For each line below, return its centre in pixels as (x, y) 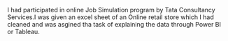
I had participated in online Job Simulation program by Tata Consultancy (111, 10)
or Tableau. (23, 31)
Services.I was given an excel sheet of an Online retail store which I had (111, 17)
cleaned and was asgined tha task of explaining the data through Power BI (114, 24)
